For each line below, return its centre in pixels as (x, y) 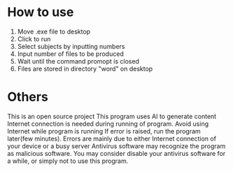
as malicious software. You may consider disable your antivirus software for (116, 153)
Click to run (34, 38)
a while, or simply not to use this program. (68, 161)
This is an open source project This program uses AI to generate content (112, 116)
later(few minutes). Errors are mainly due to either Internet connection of (112, 138)
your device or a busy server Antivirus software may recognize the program (116, 146)
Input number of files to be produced (70, 54)
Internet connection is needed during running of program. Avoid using (108, 124)
